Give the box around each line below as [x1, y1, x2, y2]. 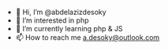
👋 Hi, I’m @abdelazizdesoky [15, 8, 106, 16]
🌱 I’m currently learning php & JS [15, 24, 124, 33]
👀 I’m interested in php [15, 16, 89, 25]
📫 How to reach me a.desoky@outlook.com [15, 33, 160, 42]
